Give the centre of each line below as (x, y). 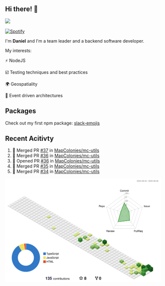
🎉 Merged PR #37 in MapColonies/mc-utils (56, 150)
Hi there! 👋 (22, 9)
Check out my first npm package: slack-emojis (53, 123)
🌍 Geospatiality (21, 84)
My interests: (19, 51)
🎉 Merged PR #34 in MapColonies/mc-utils (56, 172)
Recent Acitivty (30, 139)
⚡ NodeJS (15, 60)
